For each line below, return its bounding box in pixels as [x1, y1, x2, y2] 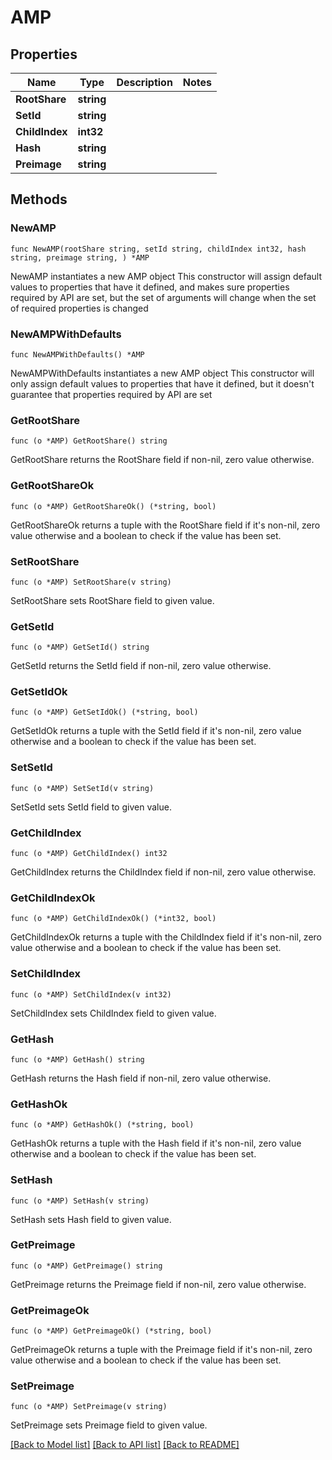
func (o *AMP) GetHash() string [10, 1054, 145, 1065]
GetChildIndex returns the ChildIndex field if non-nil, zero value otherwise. [10, 866, 317, 878]
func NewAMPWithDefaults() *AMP [10, 349, 145, 360]
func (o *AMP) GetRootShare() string [10, 436, 168, 446]
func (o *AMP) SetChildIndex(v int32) [10, 989, 172, 1000]
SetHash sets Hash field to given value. [10, 1213, 172, 1225]
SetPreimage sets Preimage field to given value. [10, 1419, 208, 1431]
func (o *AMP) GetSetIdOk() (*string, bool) [10, 707, 199, 718]
